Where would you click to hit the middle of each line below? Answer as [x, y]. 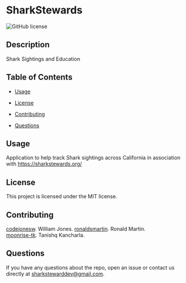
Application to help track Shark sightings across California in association [93, 158]
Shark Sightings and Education [43, 58]
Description [28, 45]
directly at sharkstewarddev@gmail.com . [55, 274]
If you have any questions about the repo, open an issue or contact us [90, 267]
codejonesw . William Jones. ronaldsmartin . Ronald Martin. [76, 229]
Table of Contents [39, 77]
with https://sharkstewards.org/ [44, 164]
